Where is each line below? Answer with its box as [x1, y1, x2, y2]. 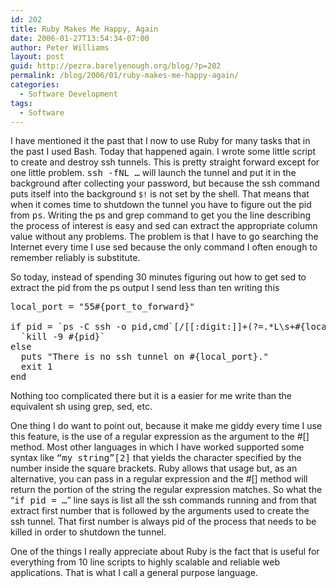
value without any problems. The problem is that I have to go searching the [10, 231, 319, 243]
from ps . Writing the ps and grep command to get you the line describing [10, 209, 311, 221]
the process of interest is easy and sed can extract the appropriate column [10, 220, 318, 232]
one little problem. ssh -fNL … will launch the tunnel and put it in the [10, 167, 297, 179]
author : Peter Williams [10, 42, 110, 53]
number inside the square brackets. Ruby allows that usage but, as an [10, 462, 298, 475]
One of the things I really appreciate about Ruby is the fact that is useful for [10, 546, 320, 558]
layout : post [10, 52, 65, 62]
